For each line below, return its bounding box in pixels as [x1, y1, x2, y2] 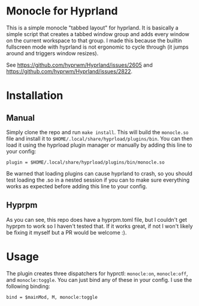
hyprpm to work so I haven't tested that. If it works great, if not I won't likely [6, 222, 193, 230]
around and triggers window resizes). [6, 49, 99, 57]
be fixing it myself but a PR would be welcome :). [6, 228, 127, 236]
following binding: [6, 283, 50, 290]
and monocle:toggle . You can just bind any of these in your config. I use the [6, 276, 192, 283]
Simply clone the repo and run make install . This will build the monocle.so [6, 128, 189, 136]
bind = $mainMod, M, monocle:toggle [6, 294, 98, 300]
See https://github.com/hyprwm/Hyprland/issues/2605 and [6, 61, 153, 69]
